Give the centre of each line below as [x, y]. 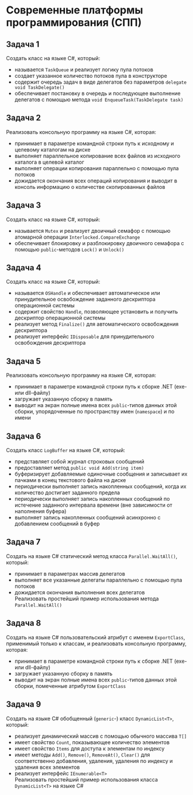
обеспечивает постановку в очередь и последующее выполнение [97, 93]
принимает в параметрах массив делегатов [70, 573]
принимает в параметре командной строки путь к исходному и [94, 143]
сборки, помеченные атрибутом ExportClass [70, 686]
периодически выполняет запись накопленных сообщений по [92, 499]
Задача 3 [24, 205]
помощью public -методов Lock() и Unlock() [69, 249]
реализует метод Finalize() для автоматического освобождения [96, 324]
